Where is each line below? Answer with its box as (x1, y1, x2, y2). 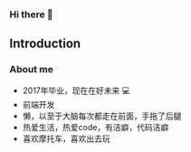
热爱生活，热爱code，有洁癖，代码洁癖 (22, 121, 169, 132)
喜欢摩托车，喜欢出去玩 (22, 133, 110, 144)
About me (9, 63, 54, 76)
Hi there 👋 (9, 8, 54, 21)
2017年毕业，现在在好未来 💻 (22, 85, 131, 96)
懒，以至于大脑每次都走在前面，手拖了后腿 (22, 110, 182, 121)
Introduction (9, 36, 81, 52)
